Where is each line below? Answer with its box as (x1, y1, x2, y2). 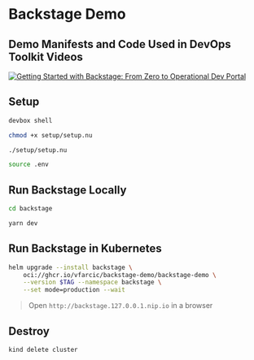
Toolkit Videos (8, 50, 84, 63)
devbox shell (8, 116, 53, 124)
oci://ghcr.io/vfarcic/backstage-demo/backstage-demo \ (23, 271, 217, 279)
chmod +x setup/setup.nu (8, 131, 93, 139)
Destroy (8, 324, 50, 338)
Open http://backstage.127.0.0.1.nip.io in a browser (28, 301, 213, 310)
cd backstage (8, 205, 53, 213)
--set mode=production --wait (23, 286, 126, 294)
